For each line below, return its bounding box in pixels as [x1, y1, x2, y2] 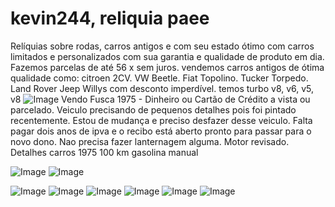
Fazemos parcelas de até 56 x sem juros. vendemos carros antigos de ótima [10, 61, 325, 73]
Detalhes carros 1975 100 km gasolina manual [10, 146, 199, 158]
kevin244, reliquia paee [10, 7, 210, 30]
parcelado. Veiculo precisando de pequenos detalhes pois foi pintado [10, 103, 297, 116]
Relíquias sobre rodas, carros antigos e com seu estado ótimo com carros [10, 40, 315, 52]
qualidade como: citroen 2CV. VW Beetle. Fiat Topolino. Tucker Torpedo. [10, 72, 309, 84]
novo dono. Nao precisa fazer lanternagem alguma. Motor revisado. [10, 135, 290, 147]
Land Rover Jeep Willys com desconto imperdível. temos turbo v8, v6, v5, [10, 82, 315, 94]
